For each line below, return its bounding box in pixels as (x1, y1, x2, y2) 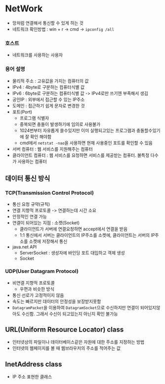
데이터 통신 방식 (5, 174, 50, 182)
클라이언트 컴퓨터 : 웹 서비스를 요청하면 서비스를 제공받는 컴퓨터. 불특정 (12, 152, 150, 158)
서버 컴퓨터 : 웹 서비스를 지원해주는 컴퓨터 (12, 146, 93, 152)
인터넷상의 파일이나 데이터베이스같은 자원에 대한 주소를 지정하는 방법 (12, 339, 145, 345)
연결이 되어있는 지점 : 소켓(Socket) (12, 220, 80, 226)
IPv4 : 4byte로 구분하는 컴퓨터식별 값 (12, 84, 85, 90)
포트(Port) (12, 109, 33, 114)
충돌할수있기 (136, 127, 161, 133)
